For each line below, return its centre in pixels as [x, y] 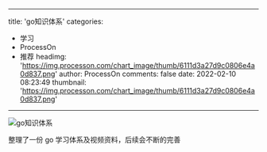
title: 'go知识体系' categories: [56, 21]
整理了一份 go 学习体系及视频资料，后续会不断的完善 [95, 140]
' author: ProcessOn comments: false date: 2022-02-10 [146, 74]
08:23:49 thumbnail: [53, 82]
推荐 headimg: [43, 57]
